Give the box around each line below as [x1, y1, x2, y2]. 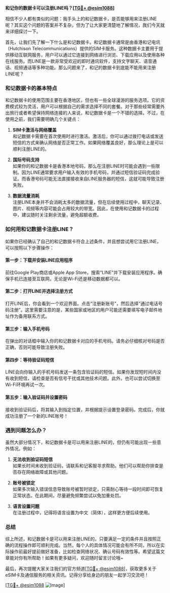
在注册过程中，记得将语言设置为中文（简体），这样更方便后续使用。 [12, 509, 153, 515]
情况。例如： [9, 446, 36, 452]
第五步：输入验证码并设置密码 [5, 394, 67, 400]
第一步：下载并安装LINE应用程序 [5, 257, 73, 263]
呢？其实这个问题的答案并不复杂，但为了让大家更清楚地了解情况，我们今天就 [5, 22, 165, 28]
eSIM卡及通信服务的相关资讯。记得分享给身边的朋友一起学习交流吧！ [5, 572, 149, 578]
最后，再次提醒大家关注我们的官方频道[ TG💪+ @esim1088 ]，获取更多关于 [5, 566, 157, 572]
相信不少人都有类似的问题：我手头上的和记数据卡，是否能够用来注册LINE [5, 16, 157, 22]
